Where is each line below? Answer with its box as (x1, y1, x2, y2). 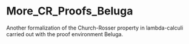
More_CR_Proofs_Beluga (6, 4, 133, 18)
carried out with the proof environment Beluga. (6, 30, 124, 37)
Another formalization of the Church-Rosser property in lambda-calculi (6, 24, 184, 31)
